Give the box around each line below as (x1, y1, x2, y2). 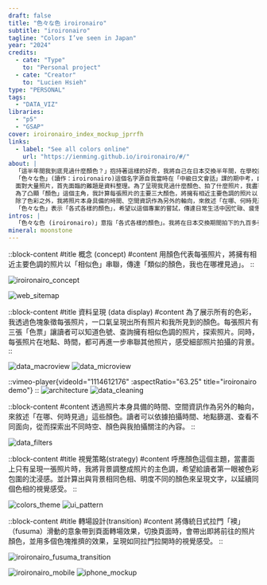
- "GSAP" (15, 123, 44, 131)
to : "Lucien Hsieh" (22, 78, 87, 86)
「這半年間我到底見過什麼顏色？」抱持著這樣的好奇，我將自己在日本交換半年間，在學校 (15, 167, 258, 175)
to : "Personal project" (22, 64, 102, 72)
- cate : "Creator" (15, 71, 77, 79)
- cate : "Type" (15, 57, 66, 65)
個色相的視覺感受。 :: (8, 484, 78, 493)
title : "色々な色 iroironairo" (8, 19, 107, 27)
